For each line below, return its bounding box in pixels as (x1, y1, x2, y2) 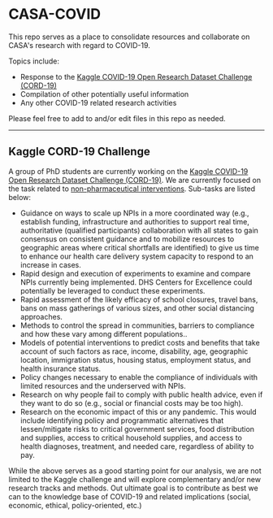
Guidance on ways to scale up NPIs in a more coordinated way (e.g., (19, 208, 249, 218)
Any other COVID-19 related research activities (19, 98, 177, 107)
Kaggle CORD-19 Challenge (8, 145, 150, 159)
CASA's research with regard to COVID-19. (8, 40, 150, 50)
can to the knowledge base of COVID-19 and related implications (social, (8, 491, 252, 501)
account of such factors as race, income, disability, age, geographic (19, 346, 249, 356)
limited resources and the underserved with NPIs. (19, 381, 186, 390)
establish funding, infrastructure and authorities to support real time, (19, 216, 250, 226)
